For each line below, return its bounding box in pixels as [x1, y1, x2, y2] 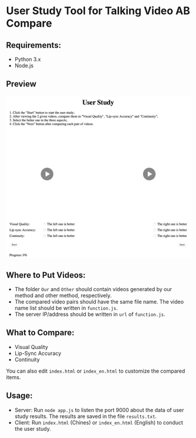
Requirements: [6, 40, 62, 50]
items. [6, 373, 21, 381]
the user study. [14, 425, 51, 432]
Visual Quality [14, 343, 49, 350]
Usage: [6, 391, 33, 401]
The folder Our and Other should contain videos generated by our [14, 286, 172, 293]
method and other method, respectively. [14, 292, 112, 299]
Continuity [14, 355, 40, 363]
